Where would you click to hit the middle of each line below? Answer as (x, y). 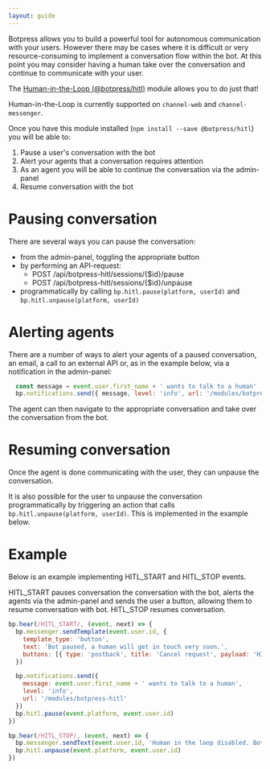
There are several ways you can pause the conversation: (102, 241)
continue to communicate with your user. (76, 72)
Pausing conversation (83, 219)
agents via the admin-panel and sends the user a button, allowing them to (130, 601)
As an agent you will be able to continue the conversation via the (127, 169)
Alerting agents (61, 332)
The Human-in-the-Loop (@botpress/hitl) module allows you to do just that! (133, 88)
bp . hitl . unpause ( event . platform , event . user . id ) (98, 750)
